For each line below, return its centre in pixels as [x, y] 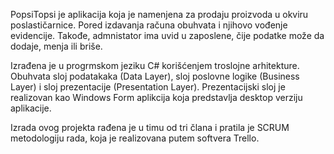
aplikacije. [31, 108]
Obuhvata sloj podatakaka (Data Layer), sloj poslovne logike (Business [155, 76]
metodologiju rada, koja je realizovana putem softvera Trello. [135, 138]
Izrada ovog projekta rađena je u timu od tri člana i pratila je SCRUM [150, 127]
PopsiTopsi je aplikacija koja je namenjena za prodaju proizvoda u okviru [159, 14]
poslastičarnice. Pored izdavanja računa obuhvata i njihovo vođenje [149, 25]
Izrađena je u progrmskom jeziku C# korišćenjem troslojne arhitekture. [155, 65]
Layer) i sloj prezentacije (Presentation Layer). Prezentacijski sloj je [148, 87]
